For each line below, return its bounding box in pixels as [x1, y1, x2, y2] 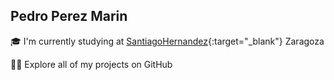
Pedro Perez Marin [10, 8, 128, 25]
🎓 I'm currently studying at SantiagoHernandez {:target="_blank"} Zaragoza [10, 35, 325, 47]
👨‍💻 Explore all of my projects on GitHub [10, 58, 173, 70]
